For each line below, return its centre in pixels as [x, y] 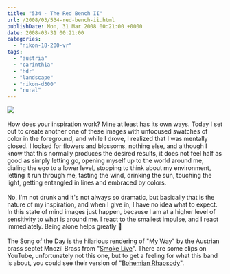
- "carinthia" [33, 65]
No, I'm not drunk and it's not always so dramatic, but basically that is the [111, 198]
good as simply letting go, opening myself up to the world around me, [105, 161]
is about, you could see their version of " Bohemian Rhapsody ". [96, 263]
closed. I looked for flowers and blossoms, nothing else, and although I [107, 146]
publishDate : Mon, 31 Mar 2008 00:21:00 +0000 [75, 26]
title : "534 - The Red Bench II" [55, 13]
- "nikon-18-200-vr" [43, 45]
